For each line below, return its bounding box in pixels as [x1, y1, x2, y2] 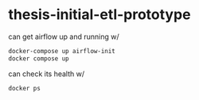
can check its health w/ [8, 69, 85, 79]
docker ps [8, 84, 41, 92]
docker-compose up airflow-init [8, 47, 115, 55]
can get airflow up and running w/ [8, 32, 119, 41]
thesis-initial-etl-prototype [8, 6, 191, 24]
